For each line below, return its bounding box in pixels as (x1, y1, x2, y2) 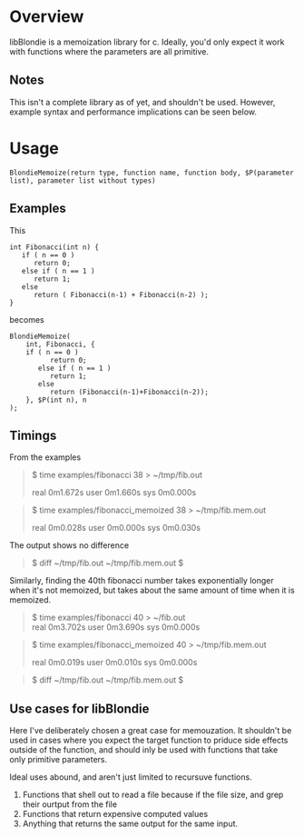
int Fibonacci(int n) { (9, 243, 100, 252)
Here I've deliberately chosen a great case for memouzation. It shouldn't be (9, 725, 292, 736)
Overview (9, 6, 84, 27)
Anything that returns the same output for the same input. (22, 818, 239, 829)
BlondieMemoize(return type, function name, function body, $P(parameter (9, 168, 295, 177)
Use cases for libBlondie (9, 701, 150, 716)
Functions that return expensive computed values (22, 809, 209, 820)
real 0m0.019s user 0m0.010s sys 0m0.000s (31, 657, 198, 668)
